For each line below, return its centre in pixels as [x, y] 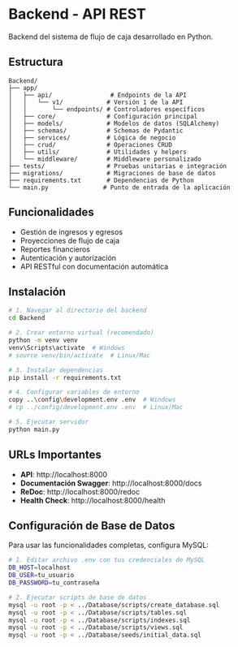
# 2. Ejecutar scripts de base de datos [78, 597]
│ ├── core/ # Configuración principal [103, 116]
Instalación [37, 292]
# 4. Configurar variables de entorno [74, 392]
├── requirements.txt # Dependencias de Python [102, 180]
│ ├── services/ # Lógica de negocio [92, 138]
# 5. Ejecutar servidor [49, 422]
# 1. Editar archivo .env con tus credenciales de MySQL [107, 560]
